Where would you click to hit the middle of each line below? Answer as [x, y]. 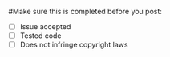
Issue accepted [45, 27]
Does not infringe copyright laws [74, 45]
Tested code [40, 36]
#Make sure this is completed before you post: [85, 11]
